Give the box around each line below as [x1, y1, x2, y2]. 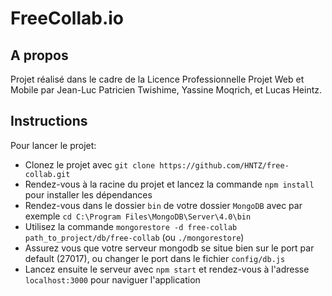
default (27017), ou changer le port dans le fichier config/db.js [24, 252, 286, 264]
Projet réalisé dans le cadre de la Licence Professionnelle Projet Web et [10, 73, 305, 85]
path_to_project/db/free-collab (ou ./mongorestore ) [24, 231, 245, 243]
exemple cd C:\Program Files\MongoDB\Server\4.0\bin [24, 210, 252, 222]
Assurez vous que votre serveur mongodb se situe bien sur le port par [24, 242, 315, 254]
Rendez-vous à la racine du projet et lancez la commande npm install [24, 178, 315, 190]
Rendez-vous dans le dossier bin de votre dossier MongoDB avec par [24, 199, 303, 211]
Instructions [10, 113, 88, 130]
